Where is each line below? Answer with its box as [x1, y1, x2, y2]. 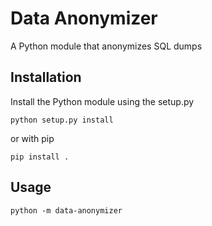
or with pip [10, 132, 55, 144]
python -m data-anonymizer [10, 205, 123, 216]
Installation [10, 69, 82, 86]
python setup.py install [10, 115, 114, 125]
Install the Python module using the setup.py [10, 95, 195, 107]
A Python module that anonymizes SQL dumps [10, 40, 203, 52]
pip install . [10, 152, 70, 162]
